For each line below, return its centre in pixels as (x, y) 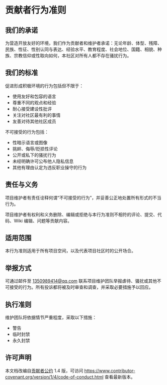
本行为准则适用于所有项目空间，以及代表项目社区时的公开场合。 (70, 251)
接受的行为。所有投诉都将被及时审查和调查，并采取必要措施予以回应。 (81, 287)
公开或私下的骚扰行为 (34, 155)
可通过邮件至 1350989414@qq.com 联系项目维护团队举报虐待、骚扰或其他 (81, 281)
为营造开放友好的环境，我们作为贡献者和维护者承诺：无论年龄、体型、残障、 (83, 43)
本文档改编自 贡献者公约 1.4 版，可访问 (44, 371)
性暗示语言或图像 (30, 142)
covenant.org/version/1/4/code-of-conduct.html (54, 377)
